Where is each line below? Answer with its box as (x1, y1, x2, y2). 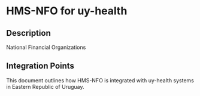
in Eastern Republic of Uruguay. (6, 83, 84, 90)
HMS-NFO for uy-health (6, 4, 128, 18)
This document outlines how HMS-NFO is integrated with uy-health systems (6, 76, 195, 84)
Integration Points (6, 61, 75, 71)
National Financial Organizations (6, 44, 86, 51)
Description (6, 28, 51, 38)
